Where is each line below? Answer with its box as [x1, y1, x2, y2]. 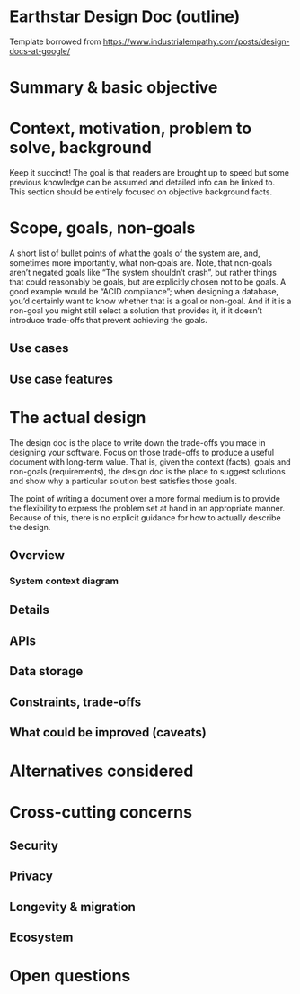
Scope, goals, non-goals [9, 218, 196, 239]
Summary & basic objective [9, 77, 218, 98]
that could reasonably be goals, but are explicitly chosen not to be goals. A [9, 276, 287, 287]
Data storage [9, 664, 84, 679]
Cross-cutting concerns [9, 802, 193, 823]
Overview [9, 547, 66, 564]
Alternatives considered [9, 761, 194, 782]
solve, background [9, 138, 153, 158]
